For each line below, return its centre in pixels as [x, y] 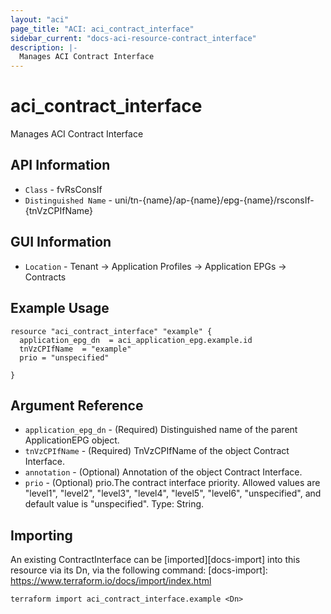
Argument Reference [77, 405]
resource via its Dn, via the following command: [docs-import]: [139, 570]
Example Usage [60, 308]
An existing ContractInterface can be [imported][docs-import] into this [155, 560]
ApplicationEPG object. [72, 440]
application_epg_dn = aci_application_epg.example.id [136, 340]
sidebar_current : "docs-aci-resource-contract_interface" [133, 38]
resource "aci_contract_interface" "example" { [111, 331]
